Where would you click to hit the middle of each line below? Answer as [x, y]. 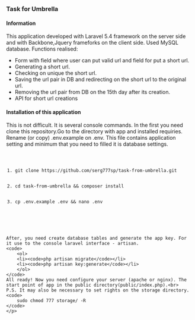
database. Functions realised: [42, 49]
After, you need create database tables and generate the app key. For [96, 239]
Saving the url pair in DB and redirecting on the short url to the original [100, 80]
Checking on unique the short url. [56, 73]
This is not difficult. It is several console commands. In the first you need [95, 125]
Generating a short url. [42, 67]
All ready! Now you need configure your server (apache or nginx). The [96, 280]
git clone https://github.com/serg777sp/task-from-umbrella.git [96, 171]
